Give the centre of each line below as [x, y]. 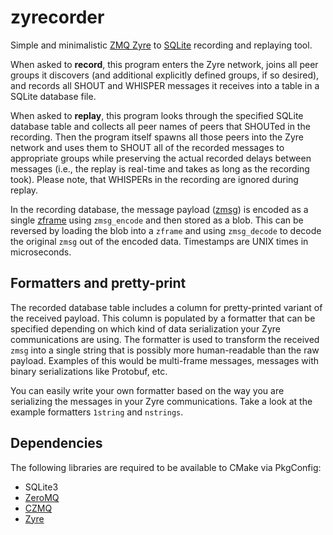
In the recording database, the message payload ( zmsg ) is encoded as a [159, 209]
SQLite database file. [53, 96]
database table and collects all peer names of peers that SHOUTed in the [160, 126]
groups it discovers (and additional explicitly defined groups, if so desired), [165, 75]
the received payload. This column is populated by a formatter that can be [163, 318]
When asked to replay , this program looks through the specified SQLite [157, 115]
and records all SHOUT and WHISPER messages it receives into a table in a [165, 85]
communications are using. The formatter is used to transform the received [165, 339]
